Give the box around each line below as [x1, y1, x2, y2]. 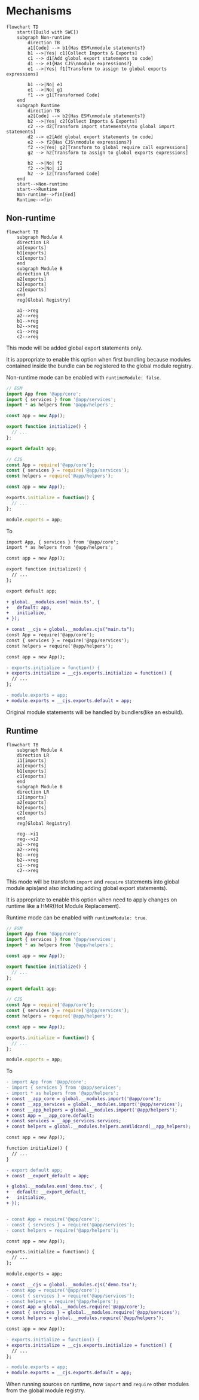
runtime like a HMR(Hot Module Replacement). [6, 902, 121, 909]
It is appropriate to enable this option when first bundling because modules [6, 356, 191, 363]
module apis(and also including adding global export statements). [6, 884, 168, 891]
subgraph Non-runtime [17, 34, 71, 40]
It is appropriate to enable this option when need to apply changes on [6, 896, 177, 903]
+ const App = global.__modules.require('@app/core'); [6, 1304, 146, 1310]
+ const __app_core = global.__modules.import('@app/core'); [6, 1095, 162, 1102]
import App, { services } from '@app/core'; [6, 539, 119, 545]
